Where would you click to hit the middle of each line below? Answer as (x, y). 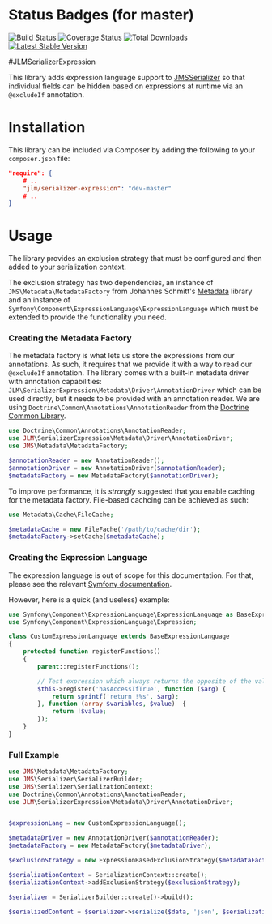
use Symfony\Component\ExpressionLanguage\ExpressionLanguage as (121, 614)
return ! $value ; (79, 712)
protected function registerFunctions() (92, 652)
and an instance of (40, 300)
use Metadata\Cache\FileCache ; (61, 515)
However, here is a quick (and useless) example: (89, 599)
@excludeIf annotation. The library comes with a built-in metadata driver (129, 373)
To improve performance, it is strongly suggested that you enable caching (132, 491)
